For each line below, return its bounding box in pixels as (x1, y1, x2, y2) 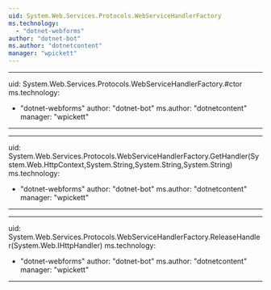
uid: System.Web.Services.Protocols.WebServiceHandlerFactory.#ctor (8, 79, 243, 89)
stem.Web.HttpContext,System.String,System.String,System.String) (8, 160, 233, 170)
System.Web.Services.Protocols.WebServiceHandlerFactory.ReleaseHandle (8, 232, 261, 242)
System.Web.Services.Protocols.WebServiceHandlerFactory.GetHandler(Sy (8, 151, 260, 161)
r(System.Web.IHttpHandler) (8, 241, 103, 250)
